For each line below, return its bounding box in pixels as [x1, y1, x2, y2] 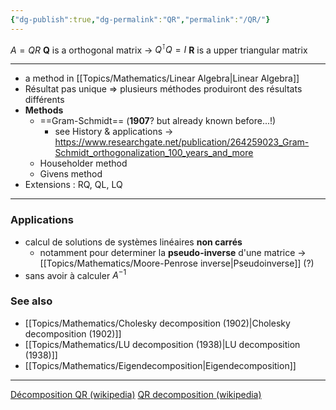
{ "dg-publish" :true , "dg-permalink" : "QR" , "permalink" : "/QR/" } [10, 14, 271, 25]
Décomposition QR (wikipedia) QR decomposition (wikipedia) [10, 388, 262, 400]
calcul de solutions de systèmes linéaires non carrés [24, 236, 243, 248]
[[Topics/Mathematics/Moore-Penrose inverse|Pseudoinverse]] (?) [39, 257, 315, 269]
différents [24, 94, 65, 106]
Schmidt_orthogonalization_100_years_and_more [54, 147, 254, 159]
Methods [24, 104, 64, 116]
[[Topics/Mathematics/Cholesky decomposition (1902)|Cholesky [24, 317, 291, 329]
